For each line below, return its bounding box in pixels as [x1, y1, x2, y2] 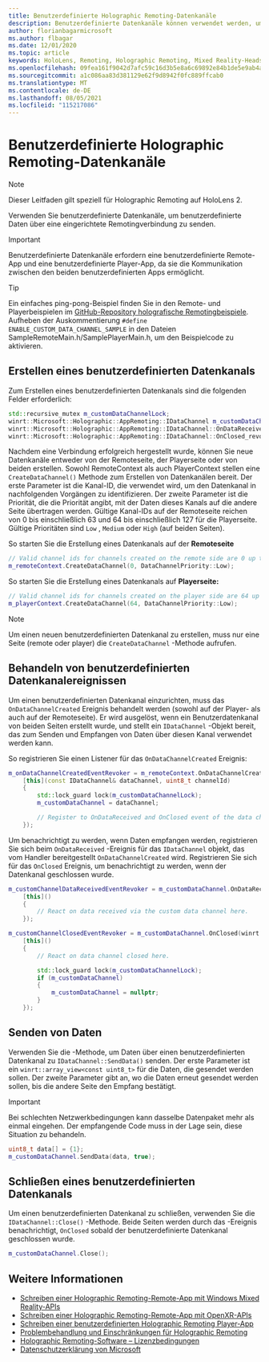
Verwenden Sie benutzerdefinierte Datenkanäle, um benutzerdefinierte [8, 210, 242, 221]
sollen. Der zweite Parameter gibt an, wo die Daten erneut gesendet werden [8, 1073, 259, 1083]
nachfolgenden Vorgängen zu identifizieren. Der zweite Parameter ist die [8, 489, 248, 499]
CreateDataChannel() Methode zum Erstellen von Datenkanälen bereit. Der [8, 472, 253, 482]
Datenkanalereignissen [8, 674, 126, 687]
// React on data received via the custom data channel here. [37, 907, 249, 915]
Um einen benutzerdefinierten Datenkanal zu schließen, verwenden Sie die [8, 1209, 255, 1218]
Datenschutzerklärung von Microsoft [19, 1344, 142, 1354]
